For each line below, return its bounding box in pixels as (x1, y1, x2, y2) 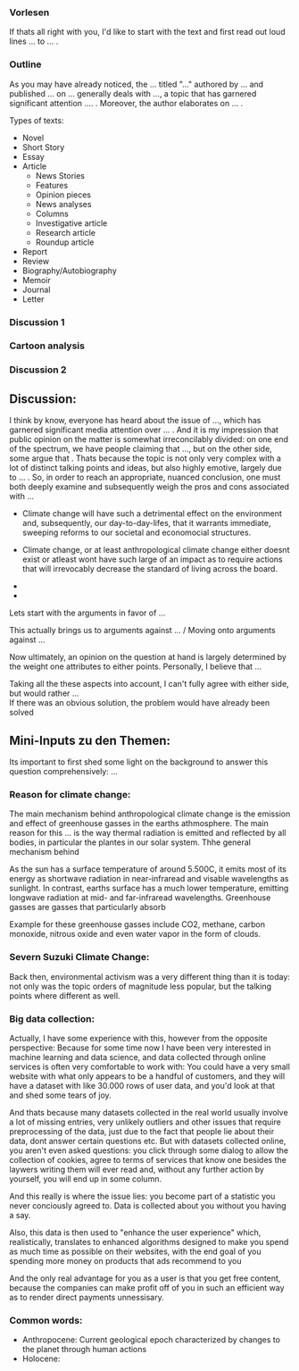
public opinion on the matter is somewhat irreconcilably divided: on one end (9, 434, 288, 445)
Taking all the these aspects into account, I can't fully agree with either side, (9, 679, 289, 690)
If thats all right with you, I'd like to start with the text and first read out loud (9, 27, 286, 38)
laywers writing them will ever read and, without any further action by (9, 1164, 265, 1175)
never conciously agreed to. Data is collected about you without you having (9, 1200, 287, 1211)
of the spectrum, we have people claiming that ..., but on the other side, (9, 444, 272, 455)
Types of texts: (9, 114, 64, 126)
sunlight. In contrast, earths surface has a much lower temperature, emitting (9, 882, 289, 894)
